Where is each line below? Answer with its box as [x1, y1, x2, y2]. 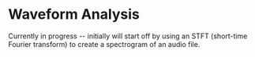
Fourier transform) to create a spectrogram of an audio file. [8, 39, 201, 48]
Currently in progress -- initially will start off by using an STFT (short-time [8, 31, 248, 41]
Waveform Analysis [8, 5, 140, 23]
